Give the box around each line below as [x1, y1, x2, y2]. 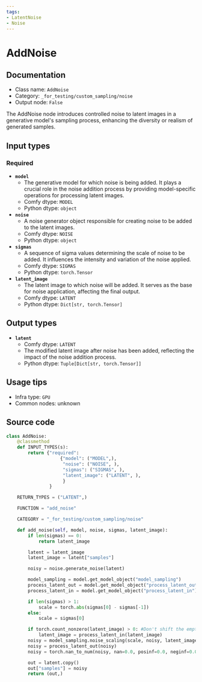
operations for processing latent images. [23, 192, 124, 199]
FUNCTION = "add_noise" [17, 505, 77, 511]
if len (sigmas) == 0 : [28, 532, 82, 538]
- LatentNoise [6, 14, 42, 21]
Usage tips [6, 377, 47, 388]
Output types [6, 318, 57, 329]
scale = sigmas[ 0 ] [38, 616, 85, 622]
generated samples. [6, 123, 56, 130]
